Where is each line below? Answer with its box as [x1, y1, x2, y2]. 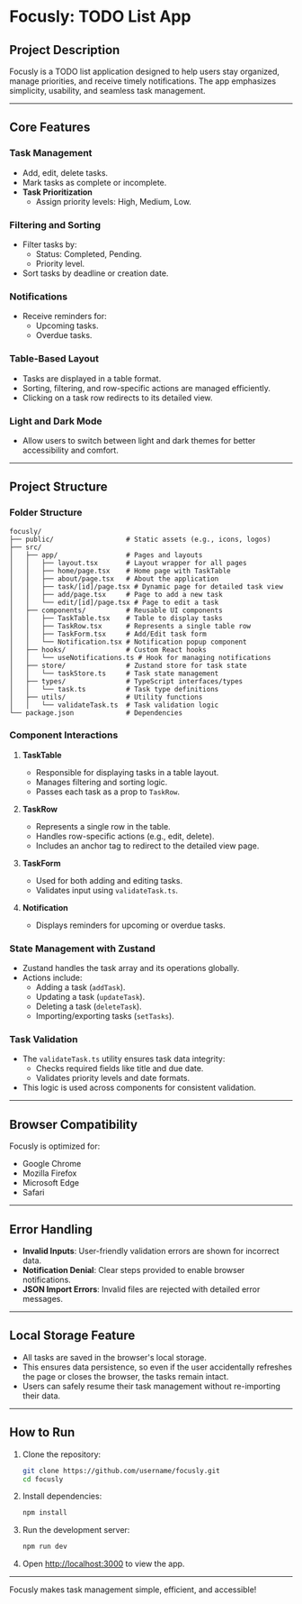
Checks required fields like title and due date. [35, 1063, 204, 1074]
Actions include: [22, 972, 83, 984]
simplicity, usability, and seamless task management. [9, 86, 206, 96]
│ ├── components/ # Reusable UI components [9, 606, 223, 615]
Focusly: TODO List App [9, 6, 191, 27]
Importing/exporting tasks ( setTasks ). [35, 1011, 175, 1022]
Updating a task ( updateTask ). [35, 992, 146, 1003]
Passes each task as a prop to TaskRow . [35, 786, 181, 797]
